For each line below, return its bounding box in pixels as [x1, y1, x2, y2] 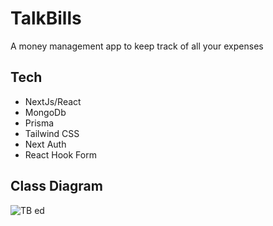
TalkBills [10, 7, 82, 30]
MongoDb [24, 106, 67, 118]
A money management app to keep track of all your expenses [10, 40, 264, 52]
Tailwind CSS [24, 127, 80, 139]
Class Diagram [10, 178, 103, 195]
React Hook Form [24, 148, 97, 161]
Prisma [24, 117, 55, 129]
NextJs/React [24, 95, 82, 107]
